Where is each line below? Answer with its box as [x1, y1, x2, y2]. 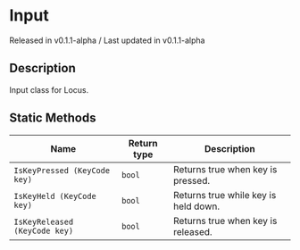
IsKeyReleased [13, 216, 74, 227]
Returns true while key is [173, 188, 277, 201]
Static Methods [9, 111, 96, 126]
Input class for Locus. [9, 84, 89, 95]
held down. [173, 200, 221, 212]
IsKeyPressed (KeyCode [13, 165, 110, 175]
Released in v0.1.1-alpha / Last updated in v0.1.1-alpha [9, 35, 205, 46]
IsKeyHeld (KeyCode [13, 191, 96, 201]
